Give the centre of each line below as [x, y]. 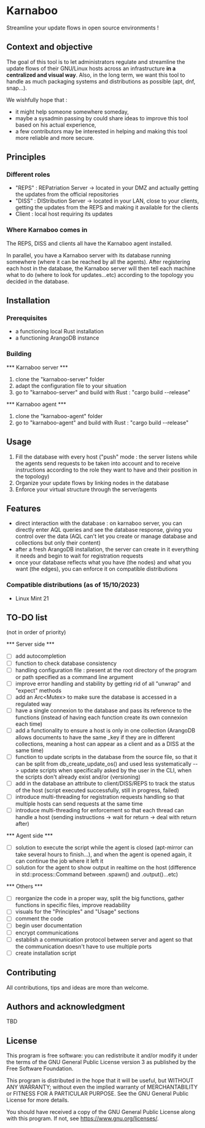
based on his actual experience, [56, 125]
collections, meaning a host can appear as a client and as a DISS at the [105, 744]
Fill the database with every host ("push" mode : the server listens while [106, 457]
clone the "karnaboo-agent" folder [59, 416]
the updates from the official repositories [67, 195]
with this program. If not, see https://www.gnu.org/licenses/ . [83, 1119]
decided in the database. [38, 281]
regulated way [33, 704]
